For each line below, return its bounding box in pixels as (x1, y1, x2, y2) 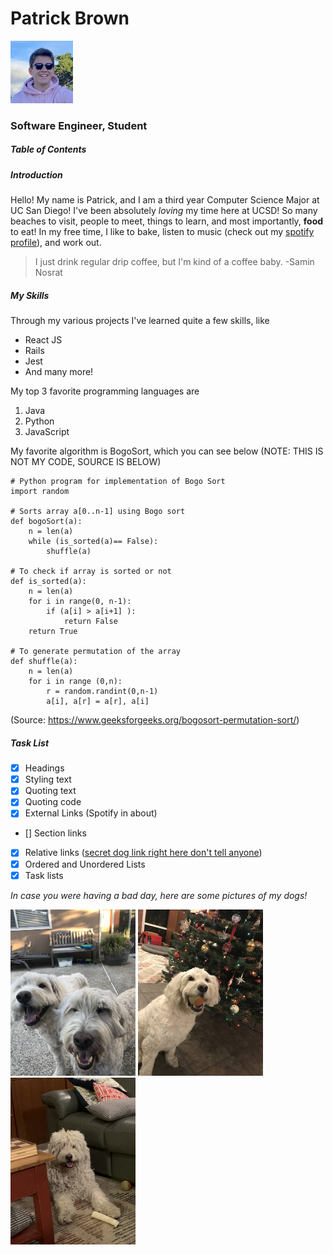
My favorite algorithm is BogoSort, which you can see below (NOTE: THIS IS (10, 445, 324, 457)
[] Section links (24, 827, 87, 839)
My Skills (10, 289, 50, 301)
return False (63, 617, 118, 627)
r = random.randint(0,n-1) (46, 687, 159, 697)
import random (10, 487, 70, 497)
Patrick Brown (10, 7, 130, 30)
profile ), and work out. (10, 237, 102, 249)
